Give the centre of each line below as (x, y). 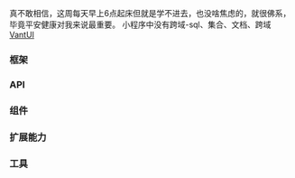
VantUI (22, 35)
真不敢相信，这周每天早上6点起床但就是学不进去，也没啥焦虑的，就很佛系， (150, 13)
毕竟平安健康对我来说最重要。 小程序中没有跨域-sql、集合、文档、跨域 (140, 24)
